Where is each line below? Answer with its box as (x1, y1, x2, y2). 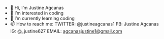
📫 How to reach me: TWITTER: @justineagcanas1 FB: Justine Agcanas (10, 21, 159, 27)
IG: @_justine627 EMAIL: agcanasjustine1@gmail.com (10, 28, 122, 34)
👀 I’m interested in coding (10, 10, 64, 16)
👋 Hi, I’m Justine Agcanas (10, 5, 64, 10)
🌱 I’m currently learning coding (10, 15, 75, 21)
